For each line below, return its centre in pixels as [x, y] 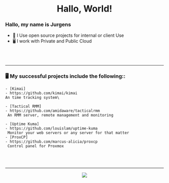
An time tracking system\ [32, 97]
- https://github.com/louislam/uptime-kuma [52, 128]
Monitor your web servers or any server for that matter [68, 133]
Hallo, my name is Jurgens [38, 25]
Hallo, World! [84, 9]
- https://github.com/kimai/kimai [41, 93]
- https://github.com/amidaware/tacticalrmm [53, 111]
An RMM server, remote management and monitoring [60, 115]
